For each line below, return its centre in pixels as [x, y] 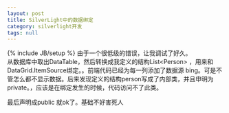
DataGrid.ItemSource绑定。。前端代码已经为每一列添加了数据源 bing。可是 [112, 70]
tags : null [23, 33]
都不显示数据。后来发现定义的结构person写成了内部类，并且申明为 [120, 79]
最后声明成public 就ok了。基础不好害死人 [65, 102]
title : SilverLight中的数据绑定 [51, 20]
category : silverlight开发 [45, 26]
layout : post [26, 13]
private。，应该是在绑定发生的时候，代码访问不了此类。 [85, 88]
